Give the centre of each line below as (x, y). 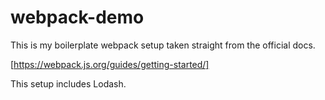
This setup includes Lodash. (68, 83)
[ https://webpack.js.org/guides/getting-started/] (110, 64)
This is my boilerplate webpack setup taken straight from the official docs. (163, 45)
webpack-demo (77, 17)
